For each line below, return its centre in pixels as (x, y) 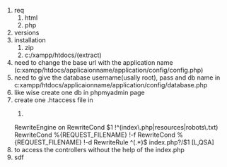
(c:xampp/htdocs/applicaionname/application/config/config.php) (109, 70)
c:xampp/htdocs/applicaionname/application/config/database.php (111, 85)
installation (30, 40)
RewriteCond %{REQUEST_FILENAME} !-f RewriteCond (94, 135)
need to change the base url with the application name (93, 62)
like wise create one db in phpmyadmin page (79, 92)
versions (27, 32)
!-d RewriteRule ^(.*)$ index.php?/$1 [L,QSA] (149, 142)
